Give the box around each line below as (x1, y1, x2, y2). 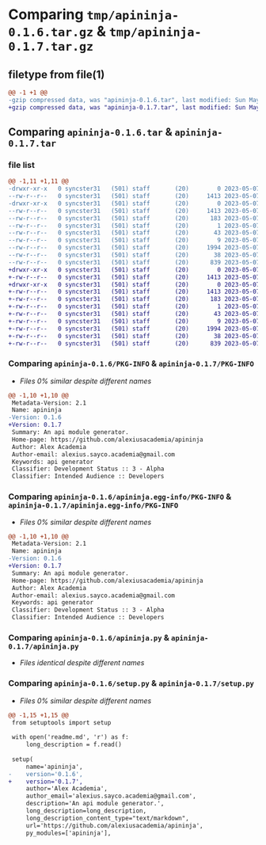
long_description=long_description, (25, 807, 147, 815)
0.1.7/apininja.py (8, 641, 79, 651)
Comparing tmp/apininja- (8, 6, 180, 24)
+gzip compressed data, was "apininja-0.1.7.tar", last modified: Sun (8, 103, 246, 112)
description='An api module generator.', (25, 800, 165, 808)
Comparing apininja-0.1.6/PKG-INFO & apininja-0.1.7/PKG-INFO (8, 358, 255, 369)
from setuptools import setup (11, 718, 112, 726)
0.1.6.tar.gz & (8, 22, 107, 40)
